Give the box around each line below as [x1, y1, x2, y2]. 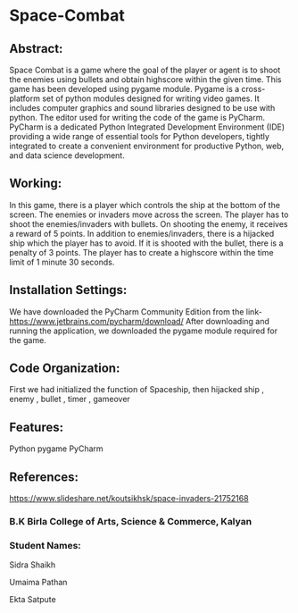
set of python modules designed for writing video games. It [41, 93, 261, 104]
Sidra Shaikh [9, 559, 56, 570]
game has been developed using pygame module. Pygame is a [9, 84, 240, 94]
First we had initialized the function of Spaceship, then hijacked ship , [9, 384, 265, 395]
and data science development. [9, 150, 125, 161]
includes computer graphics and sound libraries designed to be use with [9, 103, 276, 113]
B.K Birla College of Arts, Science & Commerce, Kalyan [9, 515, 252, 527]
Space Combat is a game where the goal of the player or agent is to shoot [9, 64, 281, 75]
